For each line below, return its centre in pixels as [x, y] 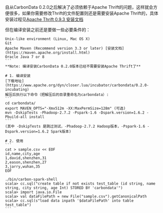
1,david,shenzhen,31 [26, 158]
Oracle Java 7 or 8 [25, 57]
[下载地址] [15, 81]
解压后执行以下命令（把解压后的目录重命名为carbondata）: [57, 95]
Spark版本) [61, 132]
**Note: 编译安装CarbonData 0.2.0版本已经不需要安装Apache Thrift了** [73, 66]
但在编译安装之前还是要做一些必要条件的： [48, 30]
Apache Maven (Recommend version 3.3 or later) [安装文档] [65, 48]
